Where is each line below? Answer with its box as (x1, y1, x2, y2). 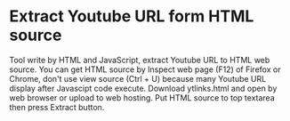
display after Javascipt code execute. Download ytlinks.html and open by (9, 83, 278, 93)
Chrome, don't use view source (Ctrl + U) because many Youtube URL (9, 73, 267, 84)
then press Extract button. (9, 101, 105, 112)
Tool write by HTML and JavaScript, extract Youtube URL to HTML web (9, 54, 270, 65)
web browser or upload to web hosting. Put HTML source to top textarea (9, 92, 276, 103)
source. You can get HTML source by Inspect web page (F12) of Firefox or (9, 64, 281, 75)
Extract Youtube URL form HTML (9, 6, 254, 27)
